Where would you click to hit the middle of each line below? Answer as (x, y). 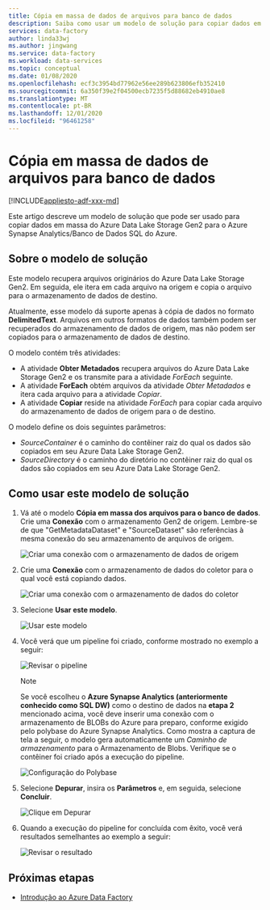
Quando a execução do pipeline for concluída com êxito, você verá (131, 828)
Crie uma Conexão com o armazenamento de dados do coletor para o (137, 570)
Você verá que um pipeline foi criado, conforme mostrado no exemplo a (139, 641)
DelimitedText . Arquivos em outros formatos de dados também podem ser (132, 319)
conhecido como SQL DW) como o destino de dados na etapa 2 (127, 706)
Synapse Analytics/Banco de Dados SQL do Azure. (93, 233)
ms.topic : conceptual (45, 69)
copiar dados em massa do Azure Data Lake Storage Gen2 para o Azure (128, 225)
